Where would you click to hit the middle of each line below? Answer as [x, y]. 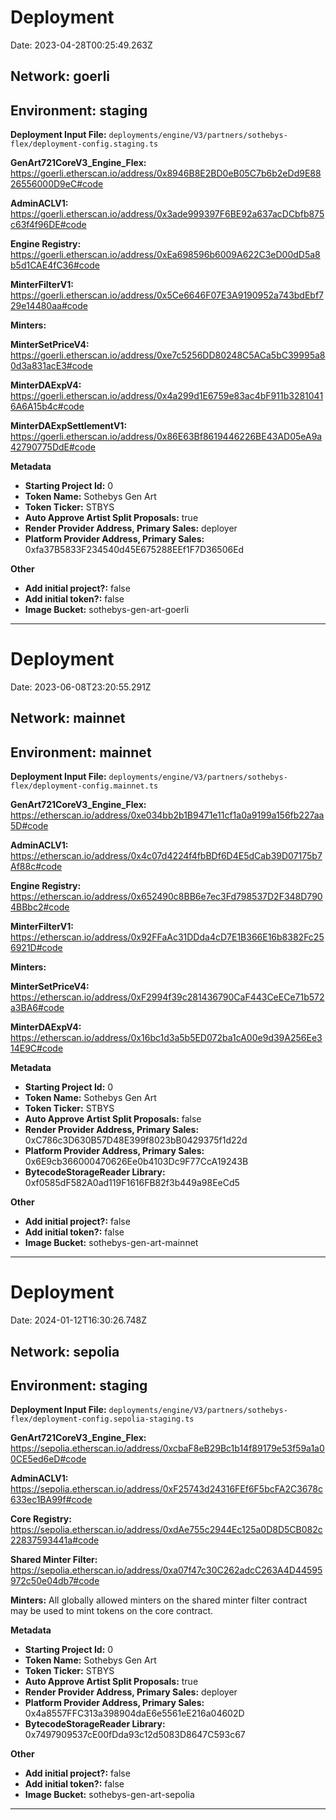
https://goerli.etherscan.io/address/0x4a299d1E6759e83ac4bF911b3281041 [167, 396]
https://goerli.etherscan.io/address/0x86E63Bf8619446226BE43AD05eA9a [166, 437]
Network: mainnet [68, 718]
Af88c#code [36, 867]
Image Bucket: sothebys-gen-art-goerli [107, 610]
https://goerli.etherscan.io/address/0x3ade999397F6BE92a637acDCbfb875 [167, 214]
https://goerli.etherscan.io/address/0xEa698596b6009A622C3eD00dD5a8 [165, 255]
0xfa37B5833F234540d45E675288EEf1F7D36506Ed [134, 550]
